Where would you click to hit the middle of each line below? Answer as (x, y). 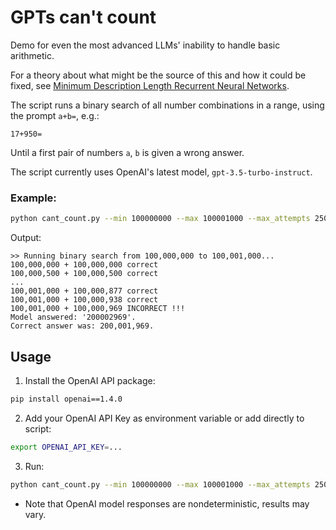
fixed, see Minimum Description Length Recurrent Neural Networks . (150, 85)
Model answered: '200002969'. (73, 317)
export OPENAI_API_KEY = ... (66, 447)
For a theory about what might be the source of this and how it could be (158, 75)
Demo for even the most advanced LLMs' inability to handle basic (145, 45)
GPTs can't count (83, 17)
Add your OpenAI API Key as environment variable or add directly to (164, 418)
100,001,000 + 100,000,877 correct (84, 291)
